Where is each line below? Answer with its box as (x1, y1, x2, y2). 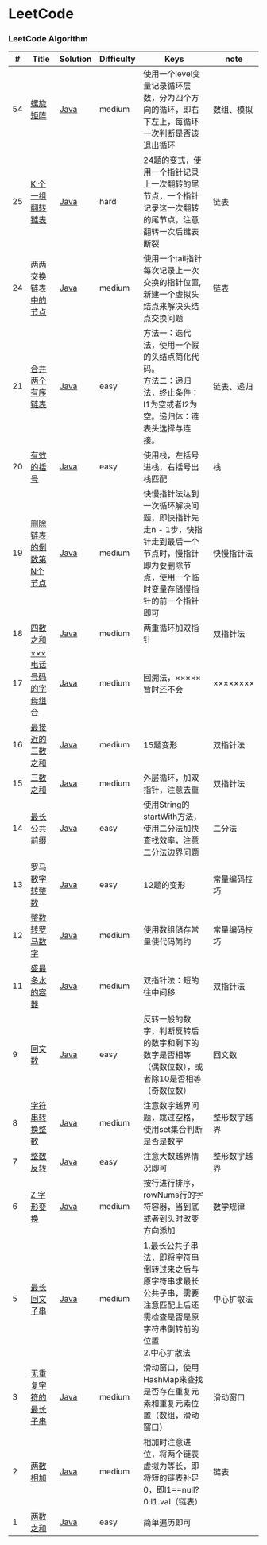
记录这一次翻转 (142, 203, 199, 214)
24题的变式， (142, 155, 194, 166)
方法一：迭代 (142, 327, 192, 338)
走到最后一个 (150, 536, 199, 547)
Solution (59, 53, 92, 64)
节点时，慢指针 (142, 548, 199, 559)
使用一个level (142, 68, 193, 79)
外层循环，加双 (142, 772, 199, 783)
